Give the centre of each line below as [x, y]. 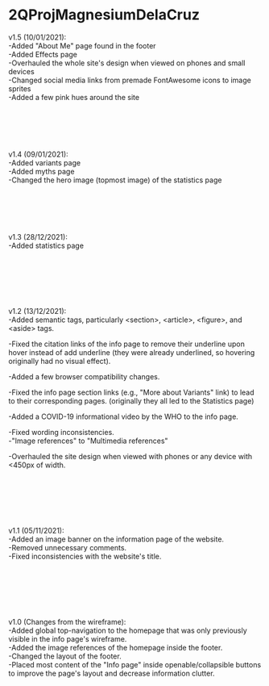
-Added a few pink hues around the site [74, 97]
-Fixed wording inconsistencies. [61, 432]
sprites [20, 88]
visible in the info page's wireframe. [68, 638]
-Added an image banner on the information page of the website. [116, 539]
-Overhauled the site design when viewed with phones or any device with [130, 456]
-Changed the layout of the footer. [65, 656]
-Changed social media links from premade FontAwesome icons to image [130, 80]
